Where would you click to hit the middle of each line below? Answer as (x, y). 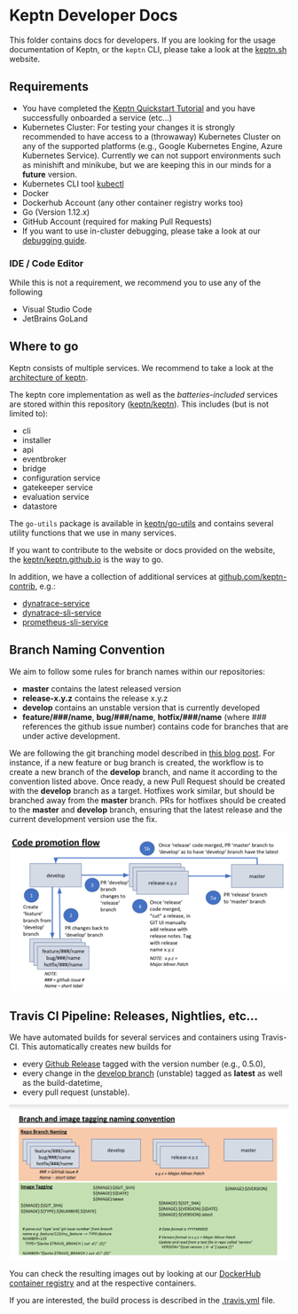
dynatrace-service (56, 603)
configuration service (61, 478)
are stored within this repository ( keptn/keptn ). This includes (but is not (139, 404)
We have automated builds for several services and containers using (134, 1037)
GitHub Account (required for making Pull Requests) (117, 221)
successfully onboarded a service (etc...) (97, 117)
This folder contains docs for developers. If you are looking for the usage (143, 40)
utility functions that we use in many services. (93, 533)
